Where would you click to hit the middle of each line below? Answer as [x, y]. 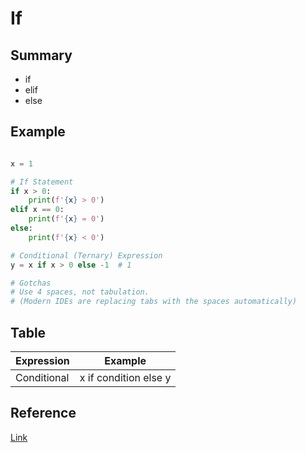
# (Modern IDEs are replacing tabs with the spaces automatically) [154, 302]
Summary [41, 55]
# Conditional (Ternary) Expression [86, 255]
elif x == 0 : [37, 210]
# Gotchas [31, 283]
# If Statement [42, 182]
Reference [43, 413]
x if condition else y [125, 377]
